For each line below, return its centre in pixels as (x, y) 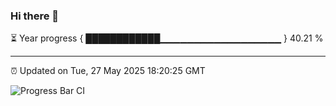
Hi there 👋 (35, 16)
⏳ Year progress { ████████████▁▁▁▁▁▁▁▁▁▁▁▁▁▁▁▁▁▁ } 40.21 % (167, 38)
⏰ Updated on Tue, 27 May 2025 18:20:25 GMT (108, 71)
